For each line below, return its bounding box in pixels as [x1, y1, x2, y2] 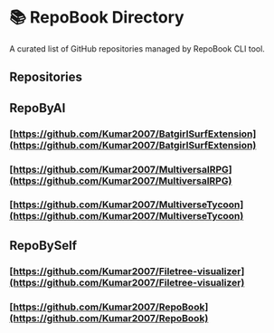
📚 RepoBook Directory [9, 7, 184, 28]
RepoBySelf [9, 237, 78, 253]
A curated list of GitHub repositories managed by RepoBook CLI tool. [9, 43, 265, 54]
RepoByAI [9, 100, 66, 116]
